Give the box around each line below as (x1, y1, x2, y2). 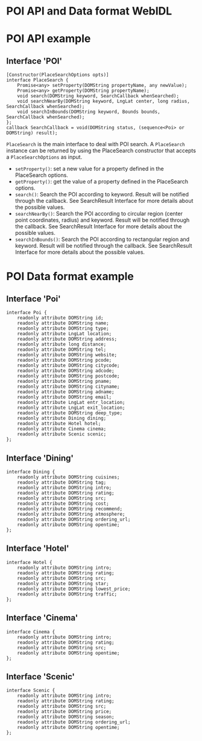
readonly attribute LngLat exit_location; (17, 405, 125, 411)
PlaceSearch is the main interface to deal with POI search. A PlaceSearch (6, 141, 185, 148)
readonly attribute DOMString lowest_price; (17, 586, 131, 592)
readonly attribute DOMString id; (17, 315, 104, 321)
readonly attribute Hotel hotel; (17, 421, 101, 427)
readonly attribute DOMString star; (17, 580, 110, 586)
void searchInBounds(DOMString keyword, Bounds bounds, (17, 109, 161, 115)
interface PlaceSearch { (6, 77, 69, 83)
